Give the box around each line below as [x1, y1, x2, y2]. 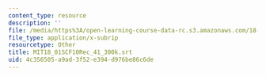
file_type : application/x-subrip [8, 33, 119, 42]
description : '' [8, 19, 62, 27]
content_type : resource [8, 11, 87, 20]
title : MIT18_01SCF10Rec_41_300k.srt [8, 48, 133, 56]
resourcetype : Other [8, 41, 77, 49]
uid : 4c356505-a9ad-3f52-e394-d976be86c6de [8, 56, 154, 64]
